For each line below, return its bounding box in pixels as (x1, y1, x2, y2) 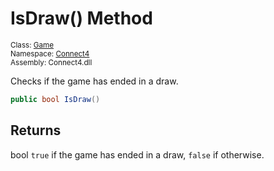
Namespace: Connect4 (10, 48, 90, 59)
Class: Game (10, 40, 55, 50)
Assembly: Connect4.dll (10, 57, 93, 67)
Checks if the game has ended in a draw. (10, 75, 179, 87)
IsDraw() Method (10, 7, 153, 30)
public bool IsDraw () (10, 94, 101, 104)
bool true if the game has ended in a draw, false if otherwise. (10, 148, 265, 161)
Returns (10, 122, 62, 139)
